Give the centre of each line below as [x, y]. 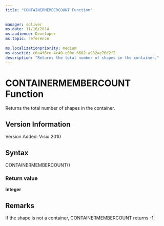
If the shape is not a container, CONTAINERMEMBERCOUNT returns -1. [80, 218]
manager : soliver [24, 24]
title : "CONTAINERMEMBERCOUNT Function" [49, 10]
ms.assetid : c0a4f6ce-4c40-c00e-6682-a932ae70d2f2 [60, 53]
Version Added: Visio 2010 [33, 137]
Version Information [38, 124]
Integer [13, 190]
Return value [22, 178]
